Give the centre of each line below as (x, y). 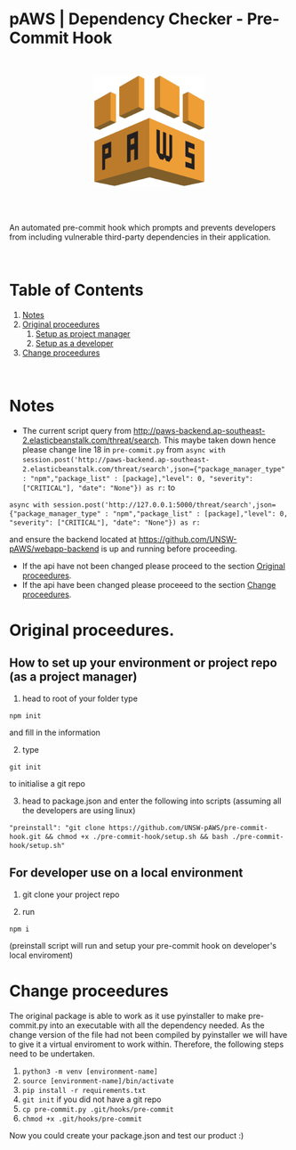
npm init (25, 716)
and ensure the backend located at (73, 539)
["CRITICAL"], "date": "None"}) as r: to (99, 487)
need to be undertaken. (52, 1053)
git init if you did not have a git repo (92, 1099)
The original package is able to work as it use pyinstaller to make (128, 1015)
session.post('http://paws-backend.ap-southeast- (116, 460)
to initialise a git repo (48, 783)
